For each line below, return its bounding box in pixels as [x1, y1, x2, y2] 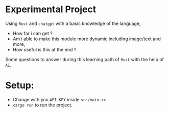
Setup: [5, 80, 34, 91]
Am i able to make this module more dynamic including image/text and [12, 36, 161, 42]
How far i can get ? [12, 30, 53, 36]
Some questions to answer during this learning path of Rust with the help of [5, 56, 164, 62]
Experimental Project [5, 4, 96, 15]
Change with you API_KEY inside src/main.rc [12, 96, 106, 102]
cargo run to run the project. [12, 102, 73, 108]
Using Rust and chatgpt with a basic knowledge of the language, [5, 20, 141, 26]
